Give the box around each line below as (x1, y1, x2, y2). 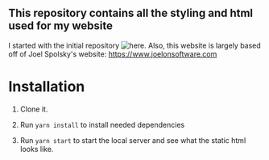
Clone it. (19, 104, 48, 114)
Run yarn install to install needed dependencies (19, 120, 185, 129)
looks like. (19, 144, 54, 154)
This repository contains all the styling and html (8, 6, 254, 20)
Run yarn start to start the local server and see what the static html (19, 135, 246, 145)
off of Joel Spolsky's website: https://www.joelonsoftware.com (8, 48, 217, 59)
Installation (8, 78, 85, 95)
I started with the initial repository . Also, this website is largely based (8, 40, 262, 50)
